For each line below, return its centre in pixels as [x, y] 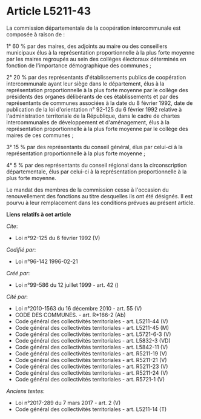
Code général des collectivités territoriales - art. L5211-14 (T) [91, 409]
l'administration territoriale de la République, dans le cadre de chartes [93, 116]
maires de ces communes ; [40, 135]
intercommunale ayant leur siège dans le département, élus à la [85, 84]
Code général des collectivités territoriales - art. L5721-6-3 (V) [93, 334]
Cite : [12, 226]
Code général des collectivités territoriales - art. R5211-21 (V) [91, 360]
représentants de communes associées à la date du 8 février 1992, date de [100, 103]
